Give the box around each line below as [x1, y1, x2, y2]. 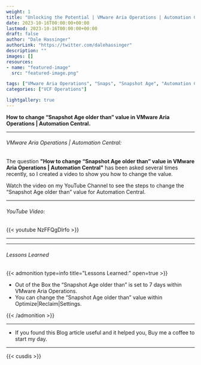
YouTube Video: [6, 208, 45, 215]
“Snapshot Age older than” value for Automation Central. [6, 188, 146, 196]
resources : [6, 59, 33, 65]
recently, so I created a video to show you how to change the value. [6, 171, 173, 178]
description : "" [6, 48, 47, 54]
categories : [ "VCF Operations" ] [6, 86, 87, 93]
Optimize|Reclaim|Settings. [14, 300, 82, 308]
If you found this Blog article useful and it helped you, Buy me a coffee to [14, 329, 195, 336]
